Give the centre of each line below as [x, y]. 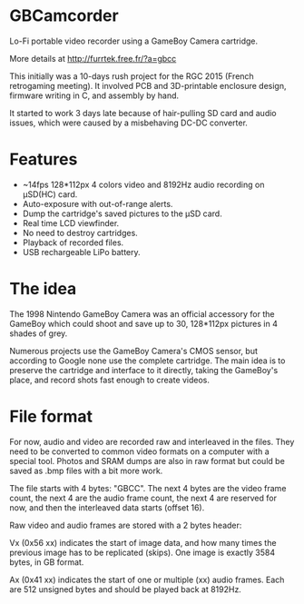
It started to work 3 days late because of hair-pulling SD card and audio [143, 113]
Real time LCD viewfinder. [71, 223]
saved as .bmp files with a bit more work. [86, 470]
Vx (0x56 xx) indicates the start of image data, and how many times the [143, 542]
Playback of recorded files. [73, 243]
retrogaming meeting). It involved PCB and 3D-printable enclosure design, [148, 85]
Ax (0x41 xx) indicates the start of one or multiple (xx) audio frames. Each [147, 579]
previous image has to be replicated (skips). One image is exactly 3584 [142, 552]
